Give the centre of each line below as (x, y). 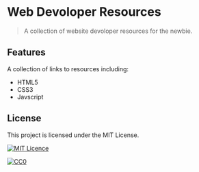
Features (26, 52)
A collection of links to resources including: (68, 69)
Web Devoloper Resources (84, 12)
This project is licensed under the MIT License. (73, 135)
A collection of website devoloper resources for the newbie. (108, 31)
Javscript (30, 97)
